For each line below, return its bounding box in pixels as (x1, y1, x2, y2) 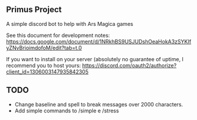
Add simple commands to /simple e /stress (14, 107, 120, 114)
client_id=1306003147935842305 (6, 68, 89, 75)
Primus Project (6, 5, 62, 15)
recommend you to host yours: (6, 62, 81, 69)
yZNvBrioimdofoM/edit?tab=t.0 (6, 44, 82, 51)
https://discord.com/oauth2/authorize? (82, 62, 177, 69)
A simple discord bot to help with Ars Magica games (6, 20, 134, 27)
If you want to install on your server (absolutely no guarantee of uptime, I (6, 55, 184, 62)
